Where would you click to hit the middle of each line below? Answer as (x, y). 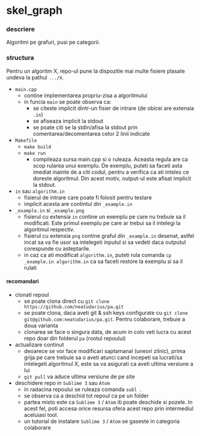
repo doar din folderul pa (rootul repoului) (75, 338)
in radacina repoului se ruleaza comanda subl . (83, 389)
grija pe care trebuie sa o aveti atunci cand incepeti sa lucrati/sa (103, 357)
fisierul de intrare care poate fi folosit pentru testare (88, 197)
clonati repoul (32, 294)
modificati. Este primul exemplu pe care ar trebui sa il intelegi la (102, 223)
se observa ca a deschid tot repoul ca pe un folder (86, 395)
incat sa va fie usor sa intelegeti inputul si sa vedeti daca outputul (105, 242)
